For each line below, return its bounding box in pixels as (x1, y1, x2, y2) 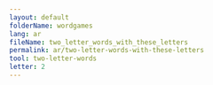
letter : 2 (9, 63, 46, 72)
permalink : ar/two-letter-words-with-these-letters (9, 46, 204, 55)
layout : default (9, 12, 69, 22)
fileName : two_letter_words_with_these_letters (9, 37, 189, 47)
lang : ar (9, 29, 42, 38)
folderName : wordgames (9, 21, 93, 30)
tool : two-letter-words (9, 54, 98, 63)
